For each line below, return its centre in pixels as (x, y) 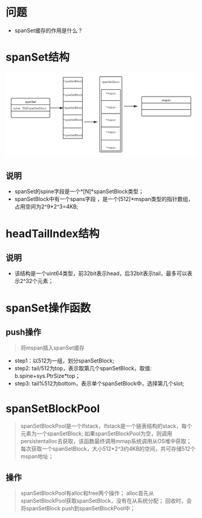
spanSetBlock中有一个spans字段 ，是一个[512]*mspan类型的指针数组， (104, 199)
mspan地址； (37, 457)
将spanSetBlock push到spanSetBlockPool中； (78, 508)
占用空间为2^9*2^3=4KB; (46, 206)
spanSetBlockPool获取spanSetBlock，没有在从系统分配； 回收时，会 (106, 501)
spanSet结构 (38, 57)
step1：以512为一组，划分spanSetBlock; (64, 361)
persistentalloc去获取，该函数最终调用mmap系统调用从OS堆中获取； (106, 441)
